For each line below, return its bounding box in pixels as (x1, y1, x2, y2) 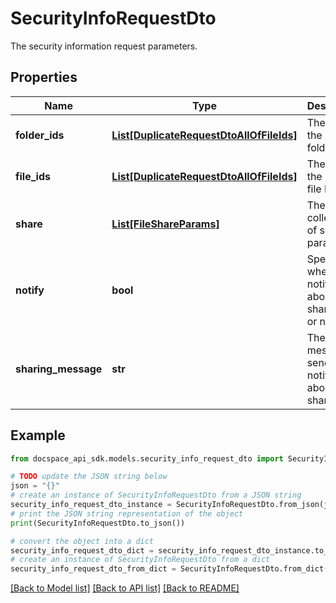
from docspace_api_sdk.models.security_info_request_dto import (10, 453, 284, 464)
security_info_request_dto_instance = (10, 500, 172, 510)
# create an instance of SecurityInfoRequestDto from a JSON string (10, 490, 302, 501)
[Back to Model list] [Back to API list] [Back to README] (10, 582, 240, 594)
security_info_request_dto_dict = (10, 545, 155, 556)
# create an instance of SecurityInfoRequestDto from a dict (10, 555, 271, 565)
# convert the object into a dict (10, 536, 155, 546)
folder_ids (15, 128, 65, 142)
